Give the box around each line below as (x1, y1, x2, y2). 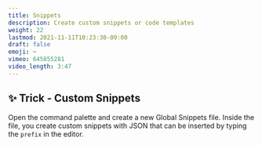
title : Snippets (8, 11, 61, 20)
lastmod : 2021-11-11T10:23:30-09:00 (8, 33, 128, 42)
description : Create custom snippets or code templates (8, 19, 195, 27)
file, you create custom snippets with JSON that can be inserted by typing (8, 121, 247, 130)
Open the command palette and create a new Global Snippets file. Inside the (8, 112, 255, 122)
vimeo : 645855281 (8, 56, 65, 64)
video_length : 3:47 (8, 63, 72, 71)
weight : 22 (8, 26, 44, 34)
